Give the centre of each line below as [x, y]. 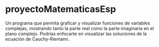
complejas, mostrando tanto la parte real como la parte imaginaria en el [80, 28]
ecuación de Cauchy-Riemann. [37, 39]
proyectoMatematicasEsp [61, 9]
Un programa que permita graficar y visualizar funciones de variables [78, 23]
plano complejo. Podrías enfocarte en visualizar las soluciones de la [76, 33]
